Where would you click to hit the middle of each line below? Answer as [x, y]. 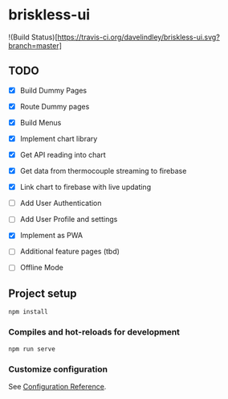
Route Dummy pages [55, 106]
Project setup [43, 293]
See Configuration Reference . [57, 386]
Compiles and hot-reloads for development [94, 332]
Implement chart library [59, 138]
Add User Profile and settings [69, 220]
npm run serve [32, 349]
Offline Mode [42, 268]
